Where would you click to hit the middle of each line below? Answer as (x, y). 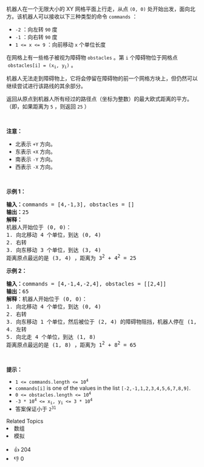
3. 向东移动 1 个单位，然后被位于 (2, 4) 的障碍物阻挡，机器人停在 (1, (102, 322)
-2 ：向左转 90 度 (36, 29)
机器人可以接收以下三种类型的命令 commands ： (80, 16)
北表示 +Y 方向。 (35, 144)
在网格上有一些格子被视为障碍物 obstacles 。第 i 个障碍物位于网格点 (92, 57)
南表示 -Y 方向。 (35, 159)
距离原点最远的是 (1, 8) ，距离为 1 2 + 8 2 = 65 (71, 344)
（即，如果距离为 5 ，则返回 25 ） (48, 107)
